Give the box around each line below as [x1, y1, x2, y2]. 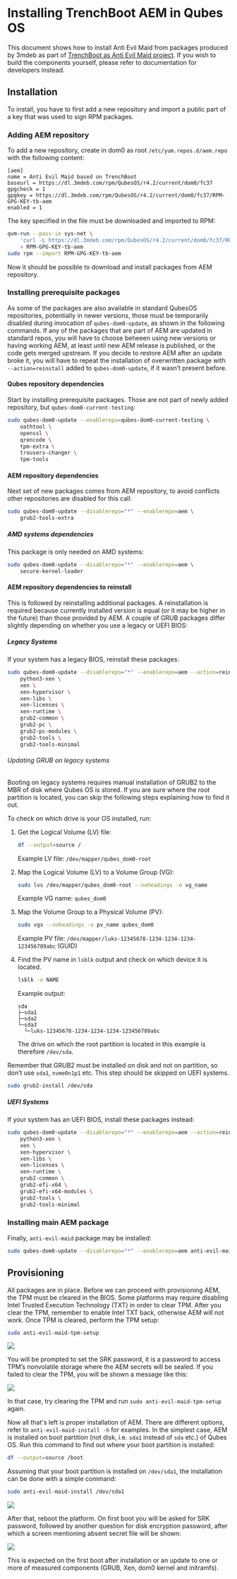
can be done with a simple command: [7, 1475, 116, 1483]
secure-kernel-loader [20, 568, 83, 575]
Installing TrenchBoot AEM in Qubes [7, 5, 224, 21]
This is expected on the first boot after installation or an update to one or [7, 1556, 219, 1565]
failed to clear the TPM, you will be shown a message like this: [7, 1370, 188, 1379]
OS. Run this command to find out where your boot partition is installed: [7, 1441, 215, 1449]
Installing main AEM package [7, 1218, 109, 1228]
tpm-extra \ [20, 443, 55, 450]
